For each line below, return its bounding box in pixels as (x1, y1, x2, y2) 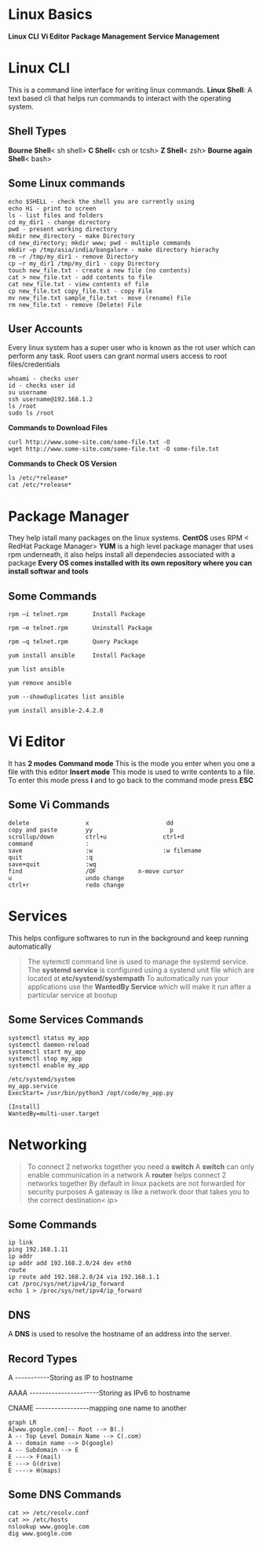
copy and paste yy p (8, 826, 174, 834)
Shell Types (8, 124, 67, 138)
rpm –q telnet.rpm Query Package (8, 638, 139, 646)
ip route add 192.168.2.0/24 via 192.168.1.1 (8, 1273, 159, 1281)
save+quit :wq (8, 860, 97, 868)
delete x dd (8, 819, 174, 827)
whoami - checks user (8, 375, 79, 383)
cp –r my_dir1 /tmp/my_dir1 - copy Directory (8, 260, 159, 267)
